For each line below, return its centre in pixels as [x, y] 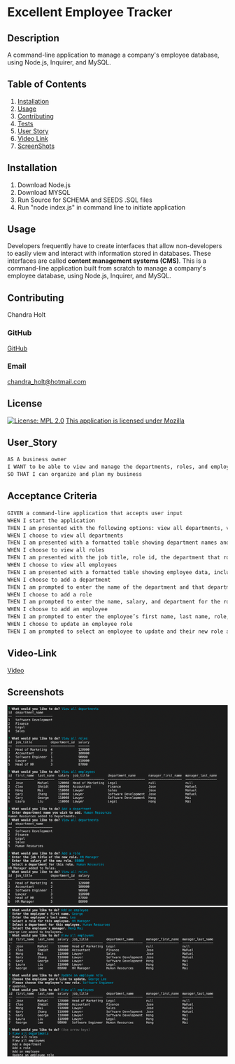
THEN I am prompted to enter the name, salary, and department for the [114, 602]
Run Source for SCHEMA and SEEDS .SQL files [85, 200]
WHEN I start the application [51, 520]
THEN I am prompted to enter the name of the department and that [106, 587]
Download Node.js [44, 185]
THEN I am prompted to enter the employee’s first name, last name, [109, 617]
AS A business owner [37, 460]
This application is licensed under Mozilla [125, 421]
